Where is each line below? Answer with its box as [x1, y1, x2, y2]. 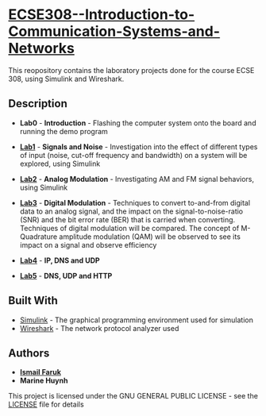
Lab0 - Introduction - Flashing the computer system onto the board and [19, 117, 256, 128]
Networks [8, 40, 75, 57]
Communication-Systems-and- [8, 22, 221, 40]
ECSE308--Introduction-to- [8, 6, 195, 24]
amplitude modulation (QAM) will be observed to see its [59, 232, 241, 241]
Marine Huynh [19, 376, 68, 386]
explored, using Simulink [19, 159, 101, 168]
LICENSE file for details [8, 399, 85, 410]
